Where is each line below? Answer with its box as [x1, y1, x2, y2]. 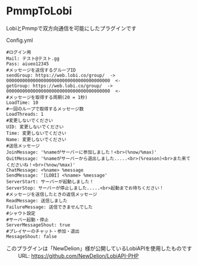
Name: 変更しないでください [6, 136, 67, 143]
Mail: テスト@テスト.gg [6, 56, 59, 61]
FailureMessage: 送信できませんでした [6, 204, 93, 210]
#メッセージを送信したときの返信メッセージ [6, 191, 98, 198]
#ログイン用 [6, 49, 32, 55]
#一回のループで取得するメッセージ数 [6, 106, 84, 112]
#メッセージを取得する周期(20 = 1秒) [6, 94, 88, 100]
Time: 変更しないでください [6, 130, 67, 136]
